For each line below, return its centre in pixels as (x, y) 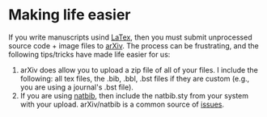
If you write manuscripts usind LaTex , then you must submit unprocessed (130, 37)
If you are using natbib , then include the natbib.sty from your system (134, 95)
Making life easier (70, 15)
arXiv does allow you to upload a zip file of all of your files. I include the (139, 69)
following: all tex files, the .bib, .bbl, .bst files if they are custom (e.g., (135, 78)
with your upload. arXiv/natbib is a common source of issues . (122, 104)
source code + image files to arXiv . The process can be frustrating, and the (133, 45)
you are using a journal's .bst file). (76, 87)
